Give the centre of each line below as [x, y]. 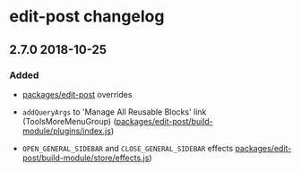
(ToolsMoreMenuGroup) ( [69, 121]
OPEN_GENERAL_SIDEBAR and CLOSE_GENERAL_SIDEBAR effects [128, 148]
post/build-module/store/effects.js [86, 158]
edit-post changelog [87, 17]
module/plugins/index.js [67, 131]
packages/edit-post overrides [77, 94]
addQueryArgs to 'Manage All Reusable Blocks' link [114, 112]
